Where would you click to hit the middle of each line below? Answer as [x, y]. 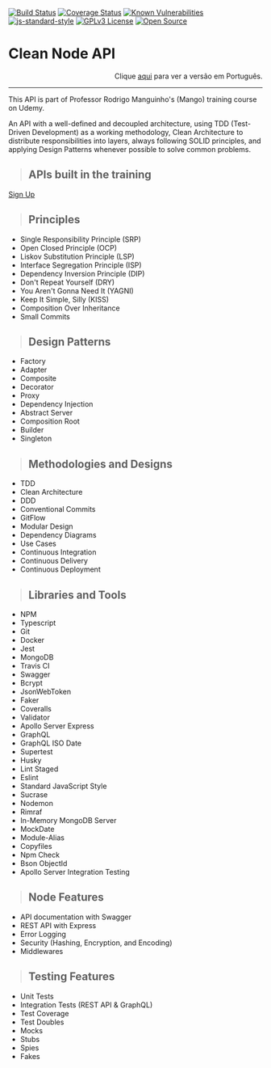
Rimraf [31, 812]
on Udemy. [27, 108]
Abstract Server [46, 413]
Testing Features [71, 977]
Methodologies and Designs [100, 464]
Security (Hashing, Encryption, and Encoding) [96, 943]
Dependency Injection [56, 404]
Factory [33, 361]
